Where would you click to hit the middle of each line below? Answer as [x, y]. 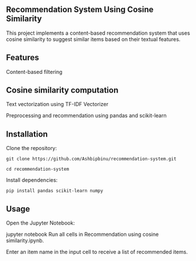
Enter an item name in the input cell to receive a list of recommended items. [97, 252]
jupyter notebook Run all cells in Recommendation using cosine [82, 235]
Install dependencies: [32, 180]
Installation [27, 134]
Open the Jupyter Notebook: [40, 223]
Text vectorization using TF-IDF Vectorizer [57, 104]
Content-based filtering [34, 72]
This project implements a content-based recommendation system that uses [98, 33]
